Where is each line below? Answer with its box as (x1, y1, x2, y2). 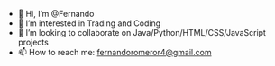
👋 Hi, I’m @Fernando (17, 9, 95, 19)
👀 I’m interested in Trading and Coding (17, 18, 161, 29)
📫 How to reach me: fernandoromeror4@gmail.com (17, 47, 212, 57)
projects (17, 37, 50, 47)
